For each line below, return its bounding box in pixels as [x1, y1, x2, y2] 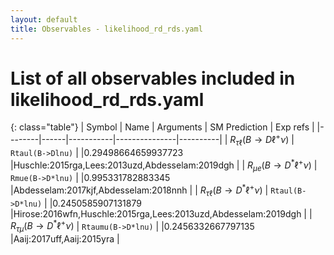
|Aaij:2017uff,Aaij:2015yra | [10, 233, 120, 245]
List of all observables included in [10, 67, 296, 90]
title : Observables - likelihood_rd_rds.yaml [10, 24, 203, 34]
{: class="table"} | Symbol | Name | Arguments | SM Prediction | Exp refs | [10, 121, 315, 133]
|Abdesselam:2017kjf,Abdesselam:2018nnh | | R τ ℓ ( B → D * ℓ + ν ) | [10, 182, 269, 198]
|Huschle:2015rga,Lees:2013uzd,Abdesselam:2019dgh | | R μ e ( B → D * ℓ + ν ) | [10, 157, 318, 173]
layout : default [10, 14, 78, 25]
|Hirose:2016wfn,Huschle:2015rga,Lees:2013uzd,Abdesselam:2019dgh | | [10, 207, 313, 220]
